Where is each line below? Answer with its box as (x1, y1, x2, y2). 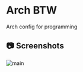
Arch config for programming (6, 23, 78, 30)
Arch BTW (6, 4, 58, 17)
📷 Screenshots (6, 41, 64, 51)
